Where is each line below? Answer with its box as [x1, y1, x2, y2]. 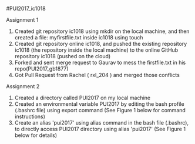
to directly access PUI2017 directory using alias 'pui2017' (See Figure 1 [14, 126, 186, 132]
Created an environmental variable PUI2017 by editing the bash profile [14, 101, 184, 108]
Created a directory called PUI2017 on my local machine [14, 94, 151, 101]
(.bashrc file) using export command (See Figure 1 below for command [14, 107, 186, 113]
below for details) [14, 132, 58, 139]
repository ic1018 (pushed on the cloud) [14, 53, 111, 59]
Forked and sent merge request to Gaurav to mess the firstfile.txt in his [14, 59, 186, 66]
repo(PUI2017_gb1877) [14, 65, 69, 72]
